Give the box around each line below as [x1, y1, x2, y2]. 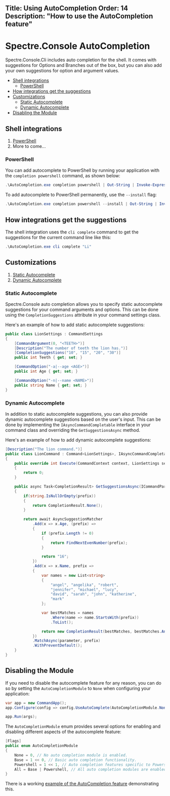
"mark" [50, 596, 65, 602]
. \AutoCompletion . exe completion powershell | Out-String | [5, 182, 135, 188]
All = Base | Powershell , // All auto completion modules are [14, 767, 148, 772]
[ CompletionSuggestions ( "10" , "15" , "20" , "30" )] [14, 350, 121, 355]
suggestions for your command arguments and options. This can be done [5, 306, 158, 312]
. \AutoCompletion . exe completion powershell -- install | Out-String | [5, 202, 157, 207]
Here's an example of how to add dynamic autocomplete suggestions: [5, 436, 151, 443]
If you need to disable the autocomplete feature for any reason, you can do [5, 680, 162, 686]
